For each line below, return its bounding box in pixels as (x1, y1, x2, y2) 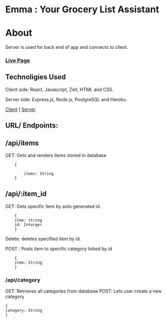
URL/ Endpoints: (5, 121, 58, 130)
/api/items (5, 139, 39, 147)
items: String (24, 171, 54, 177)
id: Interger (14, 222, 43, 227)
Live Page (5, 57, 30, 64)
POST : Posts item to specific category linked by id (5, 245, 112, 252)
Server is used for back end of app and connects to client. (5, 44, 128, 50)
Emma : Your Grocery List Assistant (5, 4, 159, 15)
